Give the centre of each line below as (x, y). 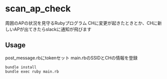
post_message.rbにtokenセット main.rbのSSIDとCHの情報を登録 (72, 58)
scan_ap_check (38, 9)
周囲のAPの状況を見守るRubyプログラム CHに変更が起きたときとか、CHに (82, 23)
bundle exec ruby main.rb (32, 72)
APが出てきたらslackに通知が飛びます (53, 29)
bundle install (21, 67)
